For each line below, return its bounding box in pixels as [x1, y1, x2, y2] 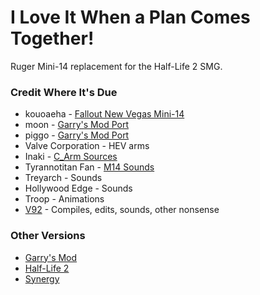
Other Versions [10, 229, 86, 243]
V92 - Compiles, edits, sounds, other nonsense [24, 204, 220, 216]
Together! [10, 27, 95, 50]
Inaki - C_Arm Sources [24, 151, 118, 163]
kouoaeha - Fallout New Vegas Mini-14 [24, 108, 185, 120]
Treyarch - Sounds [24, 172, 103, 184]
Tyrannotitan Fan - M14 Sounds [24, 161, 155, 173]
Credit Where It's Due [10, 85, 118, 99]
